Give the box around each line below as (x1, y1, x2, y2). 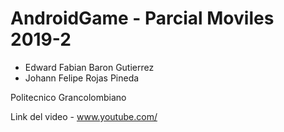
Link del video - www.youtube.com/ (10, 110, 158, 122)
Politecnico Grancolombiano (10, 91, 127, 103)
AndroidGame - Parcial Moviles (10, 7, 275, 30)
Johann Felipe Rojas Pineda (24, 72, 140, 84)
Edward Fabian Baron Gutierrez (24, 61, 155, 73)
